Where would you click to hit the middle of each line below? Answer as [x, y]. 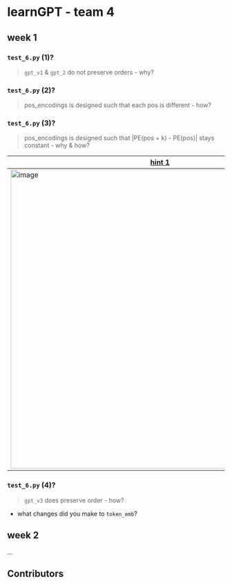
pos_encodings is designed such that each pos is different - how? [118, 105]
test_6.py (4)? [31, 485]
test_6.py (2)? [31, 90]
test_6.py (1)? [30, 57]
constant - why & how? [57, 145]
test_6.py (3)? [31, 123]
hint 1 [160, 162]
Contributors [36, 573]
